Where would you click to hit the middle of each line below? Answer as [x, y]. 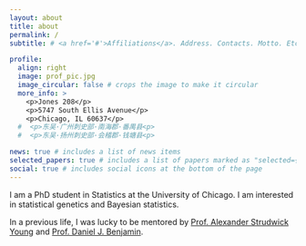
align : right [42, 68]
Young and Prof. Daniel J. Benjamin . [76, 231]
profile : [26, 60]
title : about [34, 26]
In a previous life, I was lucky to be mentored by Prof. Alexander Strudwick [149, 221]
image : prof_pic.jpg [56, 77]
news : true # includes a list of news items [95, 152]
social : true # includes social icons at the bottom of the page [136, 169]
